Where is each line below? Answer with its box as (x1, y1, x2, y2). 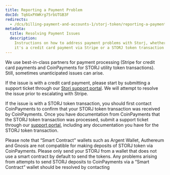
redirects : (5, 17, 28, 22)
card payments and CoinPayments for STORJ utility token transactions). (5, 64, 155, 71)
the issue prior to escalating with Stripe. (5, 90, 89, 96)
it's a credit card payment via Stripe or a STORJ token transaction (14, 45, 164, 50)
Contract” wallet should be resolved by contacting (5, 164, 110, 170)
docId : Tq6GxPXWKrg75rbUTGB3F (5, 12, 69, 17)
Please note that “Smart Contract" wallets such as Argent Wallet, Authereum (5, 137, 164, 143)
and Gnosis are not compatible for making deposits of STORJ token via (5, 143, 153, 149)
